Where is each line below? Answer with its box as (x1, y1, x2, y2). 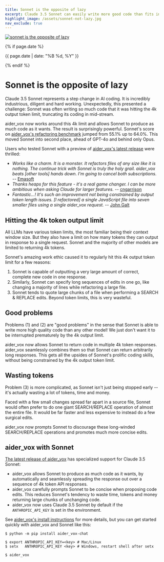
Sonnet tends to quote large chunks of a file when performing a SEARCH (12, 290, 159, 295)
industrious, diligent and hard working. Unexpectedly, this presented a (5, 101, 146, 107)
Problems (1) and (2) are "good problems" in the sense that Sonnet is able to (5, 322, 159, 328)
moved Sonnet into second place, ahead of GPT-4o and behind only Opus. (5, 136, 155, 142)
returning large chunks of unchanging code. (12, 497, 101, 503)
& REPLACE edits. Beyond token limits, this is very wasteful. (12, 295, 132, 300)
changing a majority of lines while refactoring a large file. (12, 284, 127, 290)
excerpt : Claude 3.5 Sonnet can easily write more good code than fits (5, 12, 154, 17)
